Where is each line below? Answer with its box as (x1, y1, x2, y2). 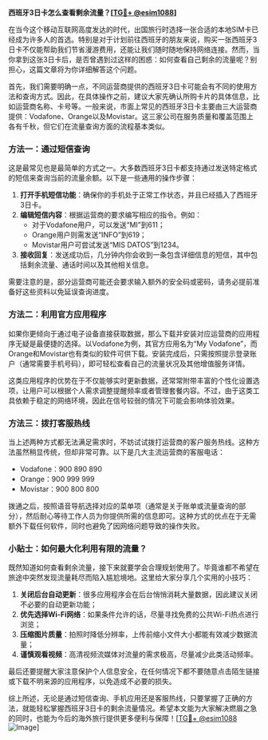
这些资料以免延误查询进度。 (22, 287, 113, 296)
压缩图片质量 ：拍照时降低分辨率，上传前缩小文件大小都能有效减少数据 (19, 630, 251, 639)
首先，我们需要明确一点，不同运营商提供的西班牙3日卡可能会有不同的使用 (8, 82, 250, 91)
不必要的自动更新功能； (19, 599, 97, 610)
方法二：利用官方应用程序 (8, 309, 107, 320)
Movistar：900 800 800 (19, 483, 100, 494)
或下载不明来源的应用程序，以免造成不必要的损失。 (8, 677, 176, 686)
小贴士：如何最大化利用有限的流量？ (8, 543, 148, 554)
